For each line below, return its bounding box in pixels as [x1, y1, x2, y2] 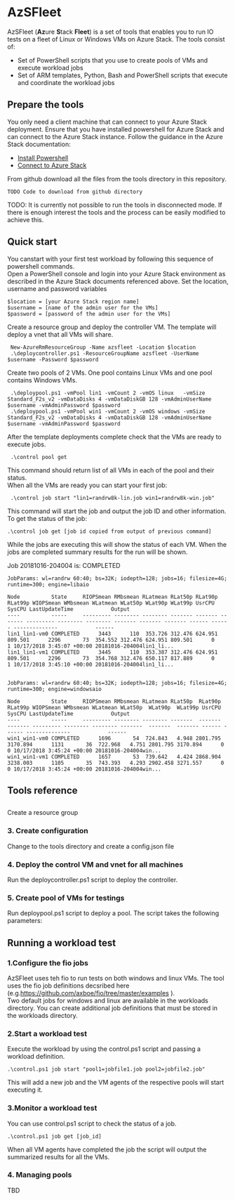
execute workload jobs [17, 63, 83, 72]
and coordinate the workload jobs [17, 78, 115, 86]
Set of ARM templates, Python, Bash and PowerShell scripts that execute [17, 71, 228, 79]
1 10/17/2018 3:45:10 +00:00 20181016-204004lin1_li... [7, 661, 174, 668]
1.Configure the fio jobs [7, 957, 89, 967]
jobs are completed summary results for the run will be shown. [7, 548, 188, 556]
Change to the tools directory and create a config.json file [7, 841, 174, 851]
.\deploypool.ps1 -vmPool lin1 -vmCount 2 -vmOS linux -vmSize [10, 389, 206, 396]
